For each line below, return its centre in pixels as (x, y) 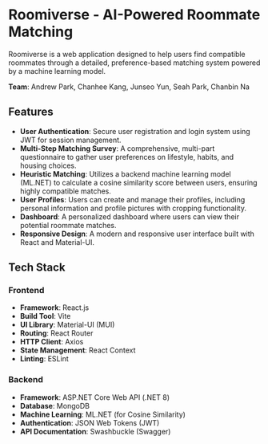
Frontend (26, 291)
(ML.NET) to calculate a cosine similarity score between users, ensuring (138, 182)
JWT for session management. (70, 140)
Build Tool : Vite (45, 316)
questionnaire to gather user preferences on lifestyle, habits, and (127, 157)
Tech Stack (37, 268)
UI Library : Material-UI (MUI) (67, 325)
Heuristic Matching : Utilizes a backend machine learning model (125, 173)
